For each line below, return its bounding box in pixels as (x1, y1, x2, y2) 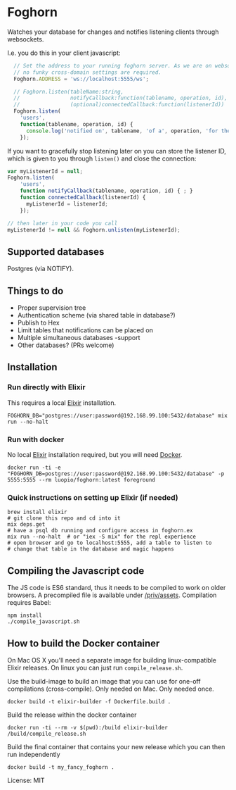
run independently (7, 750, 61, 758)
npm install (7, 612, 42, 620)
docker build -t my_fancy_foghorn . (7, 763, 114, 771)
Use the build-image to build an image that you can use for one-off (7, 677, 202, 685)
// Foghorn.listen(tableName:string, (13, 88, 124, 95)
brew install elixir (7, 508, 68, 516)
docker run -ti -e (7, 464, 61, 472)
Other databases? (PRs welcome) (17, 341, 114, 349)
